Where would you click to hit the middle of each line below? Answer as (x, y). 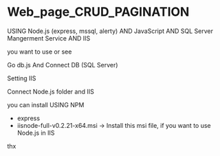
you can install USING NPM (46, 104)
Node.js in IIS (36, 133)
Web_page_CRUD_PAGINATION (98, 12)
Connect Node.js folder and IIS (51, 91)
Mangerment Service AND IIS (49, 38)
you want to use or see (40, 52)
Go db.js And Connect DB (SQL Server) (63, 65)
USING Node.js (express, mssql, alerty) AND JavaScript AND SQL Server (110, 31)
